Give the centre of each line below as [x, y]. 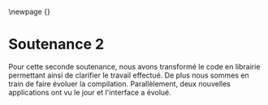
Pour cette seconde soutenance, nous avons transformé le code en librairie [134, 66]
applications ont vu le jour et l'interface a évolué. [90, 92]
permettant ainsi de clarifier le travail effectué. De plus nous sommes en [129, 75]
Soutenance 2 [56, 44]
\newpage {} [29, 12]
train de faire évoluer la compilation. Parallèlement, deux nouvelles [120, 83]
